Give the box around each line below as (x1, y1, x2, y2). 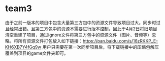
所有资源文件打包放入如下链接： (18, 38, 83, 44)
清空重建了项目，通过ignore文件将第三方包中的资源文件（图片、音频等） (5, 32, 152, 38)
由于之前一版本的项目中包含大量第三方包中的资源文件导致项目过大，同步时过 (5, 20, 161, 25)
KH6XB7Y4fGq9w (5, 44, 42, 50)
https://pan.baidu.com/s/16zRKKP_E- (83, 38, 158, 44)
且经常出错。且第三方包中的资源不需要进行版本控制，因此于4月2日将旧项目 (5, 25, 158, 32)
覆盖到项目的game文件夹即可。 (5, 50, 68, 56)
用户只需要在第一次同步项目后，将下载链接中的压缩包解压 (42, 44, 159, 50)
